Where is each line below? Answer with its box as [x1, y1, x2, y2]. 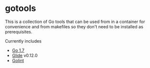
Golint [12, 57, 24, 63]
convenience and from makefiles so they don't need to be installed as [5, 23, 144, 29]
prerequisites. [5, 29, 33, 34]
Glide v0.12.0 [12, 52, 38, 58]
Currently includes [5, 38, 42, 44]
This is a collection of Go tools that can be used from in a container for [5, 19, 146, 24]
